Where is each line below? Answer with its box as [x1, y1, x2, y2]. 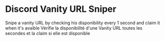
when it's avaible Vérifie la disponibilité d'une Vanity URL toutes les [5, 25, 143, 31]
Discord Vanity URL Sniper [5, 3, 117, 15]
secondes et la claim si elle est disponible [5, 30, 90, 36]
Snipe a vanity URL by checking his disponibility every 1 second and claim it [5, 20, 160, 26]
